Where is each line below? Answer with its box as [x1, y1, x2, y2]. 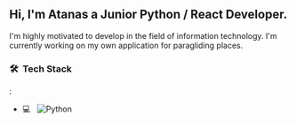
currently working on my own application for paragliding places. [9, 40, 244, 50]
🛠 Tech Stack [9, 62, 73, 74]
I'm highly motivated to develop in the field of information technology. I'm [9, 30, 277, 41]
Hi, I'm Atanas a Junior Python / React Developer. [9, 7, 288, 22]
